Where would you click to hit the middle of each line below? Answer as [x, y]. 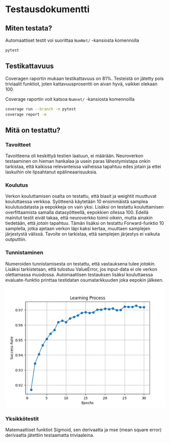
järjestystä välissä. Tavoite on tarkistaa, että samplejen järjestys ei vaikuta [83, 234]
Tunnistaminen [24, 253]
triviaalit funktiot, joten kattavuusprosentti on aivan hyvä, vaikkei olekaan [81, 84]
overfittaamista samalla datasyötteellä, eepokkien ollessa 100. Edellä [77, 213]
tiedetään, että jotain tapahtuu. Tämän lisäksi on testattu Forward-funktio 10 [85, 223]
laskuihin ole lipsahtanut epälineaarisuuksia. [51, 172]
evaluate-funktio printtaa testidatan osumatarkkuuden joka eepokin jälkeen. [84, 280]
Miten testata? [29, 28]
